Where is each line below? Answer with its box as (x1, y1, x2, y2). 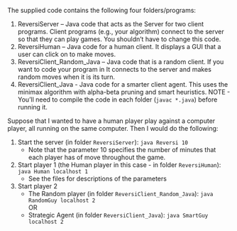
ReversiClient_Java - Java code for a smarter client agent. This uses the (17, 80, 228, 88)
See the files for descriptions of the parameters (28, 174, 167, 183)
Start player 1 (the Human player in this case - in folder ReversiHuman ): (17, 161, 221, 169)
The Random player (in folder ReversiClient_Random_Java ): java (28, 190, 214, 198)
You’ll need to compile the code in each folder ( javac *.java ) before (17, 95, 218, 104)
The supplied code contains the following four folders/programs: (7, 6, 197, 14)
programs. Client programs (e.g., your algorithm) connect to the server (17, 28, 225, 36)
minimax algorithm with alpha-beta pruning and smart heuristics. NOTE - (17, 88, 231, 96)
